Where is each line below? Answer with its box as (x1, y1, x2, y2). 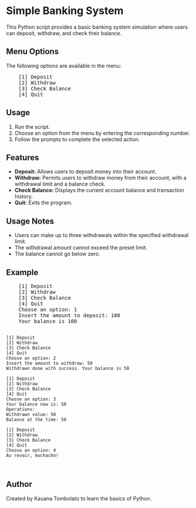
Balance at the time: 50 (6, 417, 67, 423)
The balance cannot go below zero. (14, 250, 101, 258)
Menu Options (6, 47, 59, 57)
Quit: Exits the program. (14, 199, 73, 206)
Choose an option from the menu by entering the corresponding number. (14, 129, 191, 136)
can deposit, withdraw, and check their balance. (6, 29, 122, 36)
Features (6, 152, 39, 162)
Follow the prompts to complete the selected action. (14, 136, 140, 143)
